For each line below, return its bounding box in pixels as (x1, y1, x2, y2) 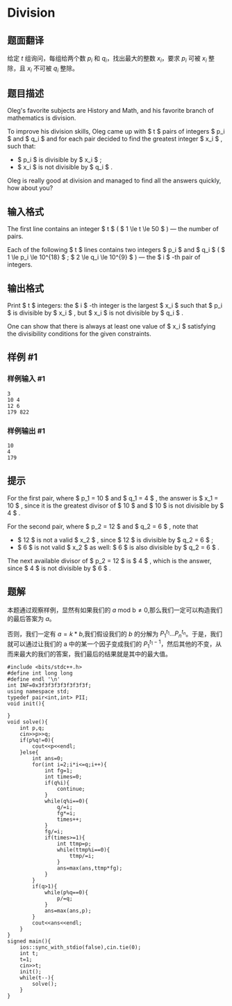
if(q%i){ (44, 779, 70, 786)
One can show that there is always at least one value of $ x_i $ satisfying (7, 322, 216, 331)
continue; (56, 785, 85, 792)
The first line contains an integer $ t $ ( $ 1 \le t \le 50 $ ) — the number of (7, 225, 219, 233)
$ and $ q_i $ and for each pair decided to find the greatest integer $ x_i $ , (7, 134, 223, 143)
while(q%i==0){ (44, 797, 89, 805)
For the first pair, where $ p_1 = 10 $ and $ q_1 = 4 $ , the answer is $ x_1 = (7, 494, 219, 502)
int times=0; (44, 773, 82, 780)
